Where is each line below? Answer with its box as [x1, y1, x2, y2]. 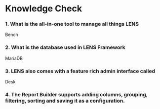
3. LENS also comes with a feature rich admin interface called [5, 68, 156, 74]
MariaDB [5, 55, 23, 61]
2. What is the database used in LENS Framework [5, 44, 125, 51]
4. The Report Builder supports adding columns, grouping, [5, 91, 148, 98]
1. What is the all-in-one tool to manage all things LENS [5, 21, 139, 28]
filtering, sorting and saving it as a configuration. [5, 97, 125, 104]
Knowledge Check [5, 3, 82, 14]
